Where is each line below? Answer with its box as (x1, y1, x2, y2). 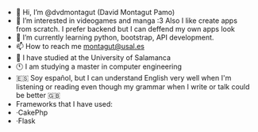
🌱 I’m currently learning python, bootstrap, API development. (15, 32, 214, 42)
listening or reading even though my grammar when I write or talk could (15, 82, 250, 91)
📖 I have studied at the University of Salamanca (15, 53, 171, 62)
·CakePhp (15, 107, 48, 117)
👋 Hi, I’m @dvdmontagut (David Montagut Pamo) (15, 8, 175, 17)
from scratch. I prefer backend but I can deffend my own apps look (15, 25, 236, 33)
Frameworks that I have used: (15, 100, 114, 108)
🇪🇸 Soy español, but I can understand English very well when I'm (15, 74, 232, 82)
